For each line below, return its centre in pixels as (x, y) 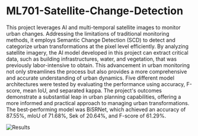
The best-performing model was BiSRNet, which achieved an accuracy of (96, 109)
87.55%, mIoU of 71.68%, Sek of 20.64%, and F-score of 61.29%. (86, 116)
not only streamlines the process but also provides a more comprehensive (97, 71)
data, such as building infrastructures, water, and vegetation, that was (91, 59)
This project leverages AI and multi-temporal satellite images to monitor (93, 27)
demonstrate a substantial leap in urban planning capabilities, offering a (94, 97)
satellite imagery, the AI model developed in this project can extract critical (97, 52)
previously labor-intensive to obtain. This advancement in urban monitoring (98, 65)
